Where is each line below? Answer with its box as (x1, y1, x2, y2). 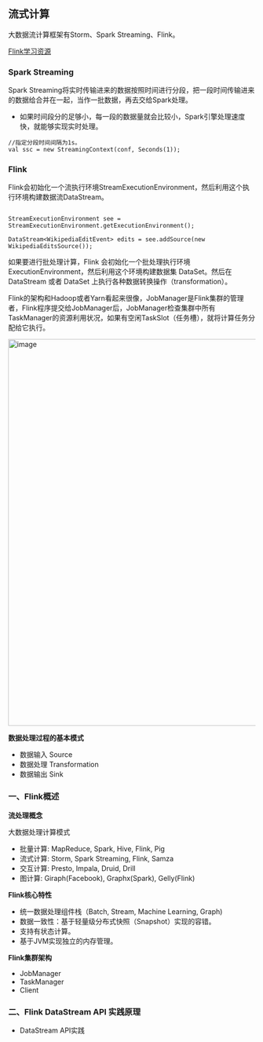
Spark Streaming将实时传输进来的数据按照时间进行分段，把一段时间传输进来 (8, 86, 255, 95)
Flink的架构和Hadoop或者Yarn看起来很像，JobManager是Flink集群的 (8, 294, 230, 303)
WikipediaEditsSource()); (8, 243, 93, 250)
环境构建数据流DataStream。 (14, 192, 108, 202)
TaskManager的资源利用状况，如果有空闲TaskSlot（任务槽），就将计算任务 (8, 313, 249, 323)
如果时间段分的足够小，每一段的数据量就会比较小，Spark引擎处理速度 (19, 112, 246, 122)
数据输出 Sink (19, 770, 64, 779)
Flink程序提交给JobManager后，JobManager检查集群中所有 (21, 303, 216, 313)
